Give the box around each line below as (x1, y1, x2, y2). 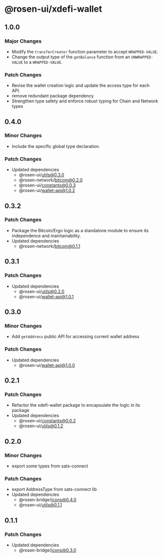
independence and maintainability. (11, 233, 81, 239)
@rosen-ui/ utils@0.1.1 (19, 502, 62, 508)
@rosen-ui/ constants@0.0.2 (19, 418, 76, 424)
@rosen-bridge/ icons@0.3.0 (19, 547, 77, 553)
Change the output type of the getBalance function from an (11, 54, 130, 60)
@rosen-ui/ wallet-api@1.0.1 (19, 293, 74, 299)
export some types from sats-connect (11, 463, 88, 469)
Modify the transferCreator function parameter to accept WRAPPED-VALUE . (11, 49, 159, 54)
